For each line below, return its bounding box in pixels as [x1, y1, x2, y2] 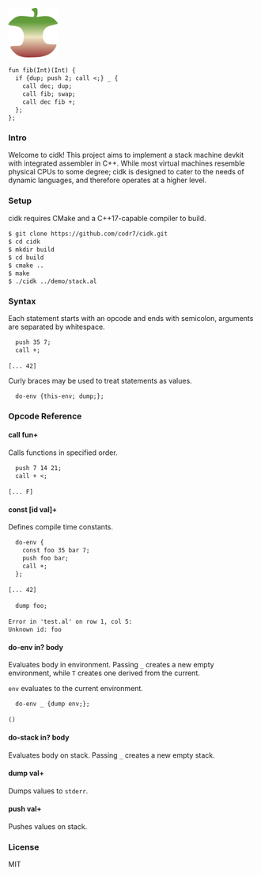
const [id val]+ [8, 504, 58, 514]
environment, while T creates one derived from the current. [8, 668, 200, 678]
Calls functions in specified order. [8, 448, 118, 457]
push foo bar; [22, 555, 69, 563]
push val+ [8, 804, 42, 814]
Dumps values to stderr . [8, 785, 89, 796]
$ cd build [8, 254, 44, 262]
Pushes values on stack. [8, 822, 88, 831]
